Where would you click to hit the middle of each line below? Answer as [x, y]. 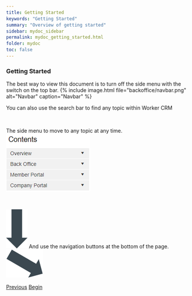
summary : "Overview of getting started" [56, 25]
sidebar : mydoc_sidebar [35, 31]
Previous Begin [24, 287]
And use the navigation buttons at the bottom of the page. [99, 246]
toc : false [19, 50]
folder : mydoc [23, 44]
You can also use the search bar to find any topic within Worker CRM [90, 108]
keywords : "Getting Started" [42, 19]
